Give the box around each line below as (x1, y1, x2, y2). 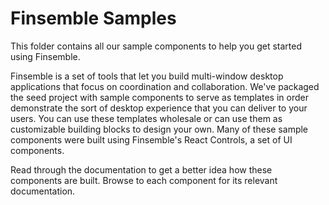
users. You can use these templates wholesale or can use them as (10, 112, 283, 124)
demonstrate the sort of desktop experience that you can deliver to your (10, 102, 308, 114)
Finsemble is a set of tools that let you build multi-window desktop (10, 70, 284, 82)
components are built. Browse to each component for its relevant (10, 174, 278, 186)
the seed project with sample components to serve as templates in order (10, 91, 309, 103)
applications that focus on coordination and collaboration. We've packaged (10, 80, 320, 92)
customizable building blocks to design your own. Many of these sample (10, 123, 309, 135)
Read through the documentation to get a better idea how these (10, 163, 273, 176)
